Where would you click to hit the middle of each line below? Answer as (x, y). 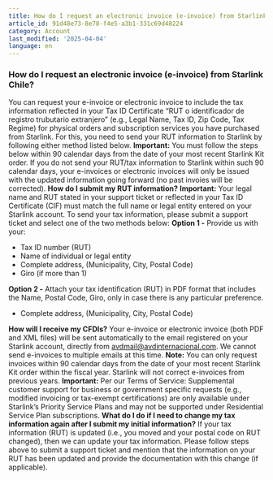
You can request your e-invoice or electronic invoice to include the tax (126, 102)
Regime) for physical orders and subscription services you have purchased (134, 128)
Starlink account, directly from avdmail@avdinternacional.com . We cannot (132, 347)
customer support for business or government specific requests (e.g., (125, 390)
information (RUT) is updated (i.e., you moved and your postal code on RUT (135, 433)
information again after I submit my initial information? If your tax (120, 424)
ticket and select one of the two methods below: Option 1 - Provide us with (133, 223)
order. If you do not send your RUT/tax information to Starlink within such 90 (136, 162)
